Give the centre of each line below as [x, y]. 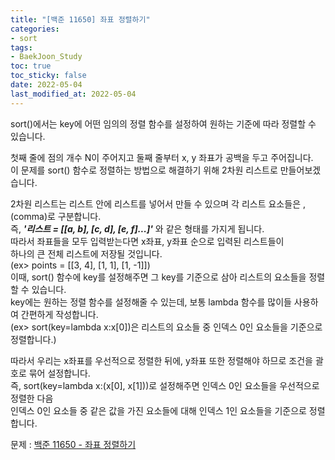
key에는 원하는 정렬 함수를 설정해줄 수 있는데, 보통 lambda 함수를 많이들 [151, 302]
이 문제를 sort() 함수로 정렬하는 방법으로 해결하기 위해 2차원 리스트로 [144, 170]
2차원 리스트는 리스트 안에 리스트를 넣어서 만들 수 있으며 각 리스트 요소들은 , [158, 203]
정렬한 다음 [32, 398]
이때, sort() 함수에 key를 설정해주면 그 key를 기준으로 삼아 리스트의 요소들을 [158, 277]
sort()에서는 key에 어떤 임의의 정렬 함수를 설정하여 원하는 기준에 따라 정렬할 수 [163, 123]
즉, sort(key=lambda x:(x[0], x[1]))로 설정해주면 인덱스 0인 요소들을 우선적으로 [165, 385]
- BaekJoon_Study [46, 57]
